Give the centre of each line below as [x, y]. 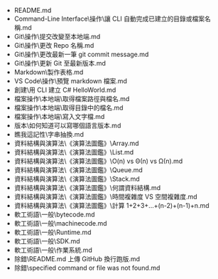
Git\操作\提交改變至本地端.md [57, 36]
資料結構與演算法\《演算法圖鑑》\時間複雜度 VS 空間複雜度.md [105, 196]
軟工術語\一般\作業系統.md [53, 250]
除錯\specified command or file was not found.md [87, 268]
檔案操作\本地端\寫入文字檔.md [59, 116]
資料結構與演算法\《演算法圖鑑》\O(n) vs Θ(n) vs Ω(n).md [98, 161]
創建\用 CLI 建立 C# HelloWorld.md [65, 90]
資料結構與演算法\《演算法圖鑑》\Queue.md [78, 170]
